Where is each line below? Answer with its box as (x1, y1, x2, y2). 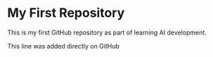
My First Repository (7, 5, 125, 21)
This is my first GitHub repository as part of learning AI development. (7, 28, 207, 37)
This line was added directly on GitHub (7, 42, 120, 50)
